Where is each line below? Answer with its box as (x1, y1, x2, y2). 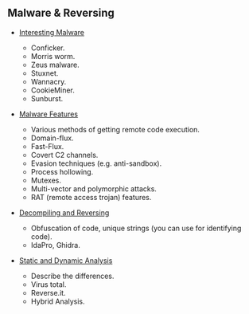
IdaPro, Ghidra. (30, 240, 80, 249)
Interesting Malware (18, 27, 85, 37)
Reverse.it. (30, 288, 66, 297)
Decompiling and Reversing (18, 207, 110, 218)
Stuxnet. (30, 68, 59, 78)
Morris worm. (30, 51, 76, 61)
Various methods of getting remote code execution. (30, 124, 200, 134)
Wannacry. (30, 77, 67, 86)
